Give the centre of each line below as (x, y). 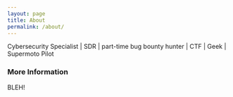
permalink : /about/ (36, 27)
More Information (38, 72)
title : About (26, 20)
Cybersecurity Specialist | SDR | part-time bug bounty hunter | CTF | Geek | (117, 47)
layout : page (26, 14)
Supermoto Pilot (31, 54)
